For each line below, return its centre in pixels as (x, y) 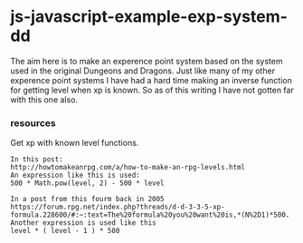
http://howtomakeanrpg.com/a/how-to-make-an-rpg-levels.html (128, 168)
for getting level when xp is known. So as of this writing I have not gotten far (152, 90)
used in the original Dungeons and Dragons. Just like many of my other (142, 71)
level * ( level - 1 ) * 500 (65, 231)
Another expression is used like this (83, 223)
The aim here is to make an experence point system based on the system (147, 61)
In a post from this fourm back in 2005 (88, 199)
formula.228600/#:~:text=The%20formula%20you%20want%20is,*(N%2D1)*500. (150, 215)
